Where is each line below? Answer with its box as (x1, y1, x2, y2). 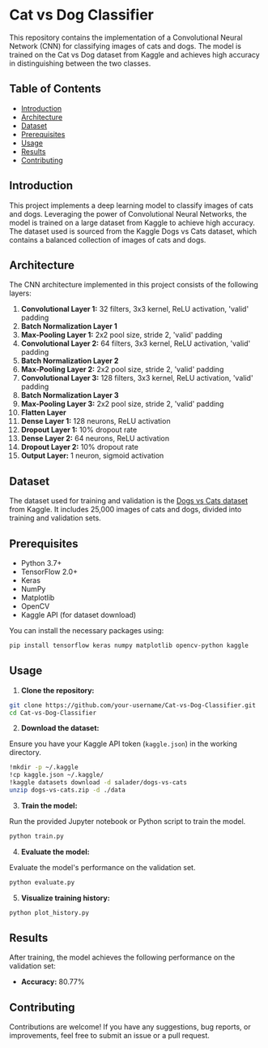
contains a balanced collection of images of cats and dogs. (9, 235, 206, 244)
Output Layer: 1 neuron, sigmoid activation (20, 451, 164, 460)
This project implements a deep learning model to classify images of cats (9, 201, 253, 210)
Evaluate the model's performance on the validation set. (9, 862, 196, 872)
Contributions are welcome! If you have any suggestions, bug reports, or (9, 1022, 251, 1032)
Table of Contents (9, 82, 102, 96)
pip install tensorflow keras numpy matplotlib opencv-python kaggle (9, 641, 249, 649)
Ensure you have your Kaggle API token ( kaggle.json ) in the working (9, 739, 238, 748)
